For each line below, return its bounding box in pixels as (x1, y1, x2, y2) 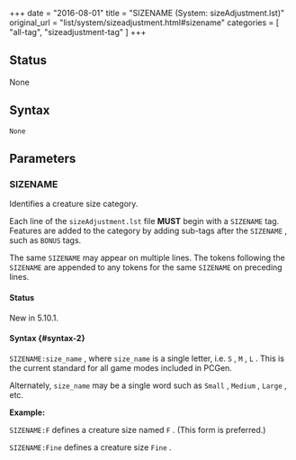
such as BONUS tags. (9, 235, 82, 246)
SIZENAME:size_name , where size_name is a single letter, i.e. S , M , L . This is (9, 353, 285, 364)
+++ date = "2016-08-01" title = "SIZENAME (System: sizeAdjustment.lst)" (9, 8, 285, 18)
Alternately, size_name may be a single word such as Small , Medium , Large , (9, 380, 288, 391)
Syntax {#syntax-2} (9, 333, 85, 344)
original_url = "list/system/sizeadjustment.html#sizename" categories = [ (9, 17, 280, 28)
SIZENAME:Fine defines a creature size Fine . (9, 441, 173, 453)
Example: (9, 407, 46, 418)
